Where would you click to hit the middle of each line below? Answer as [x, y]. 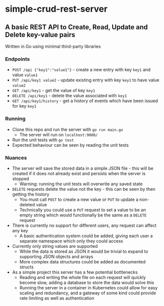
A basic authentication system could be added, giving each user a [86, 236]
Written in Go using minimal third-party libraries [53, 46]
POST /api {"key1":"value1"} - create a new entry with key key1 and [81, 70]
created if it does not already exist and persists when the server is [79, 173]
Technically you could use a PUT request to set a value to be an [82, 210]
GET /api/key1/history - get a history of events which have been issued [85, 101]
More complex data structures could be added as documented [82, 262]
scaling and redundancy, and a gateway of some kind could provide [88, 293]
